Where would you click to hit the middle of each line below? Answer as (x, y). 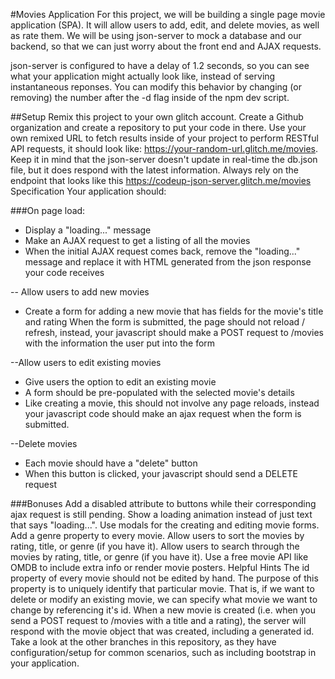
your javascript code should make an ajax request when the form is (163, 413)
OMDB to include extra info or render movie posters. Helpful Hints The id (160, 567)
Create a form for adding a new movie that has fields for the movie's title (174, 311)
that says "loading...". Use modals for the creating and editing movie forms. (165, 525)
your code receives (64, 272)
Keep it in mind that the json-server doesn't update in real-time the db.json (164, 159)
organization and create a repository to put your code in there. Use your (158, 127)
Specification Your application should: (88, 191)
